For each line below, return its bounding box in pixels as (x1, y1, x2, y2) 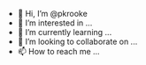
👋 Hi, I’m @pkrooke (17, 9, 88, 18)
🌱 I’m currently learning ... (17, 27, 112, 37)
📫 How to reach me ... (17, 47, 100, 56)
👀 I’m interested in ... (17, 18, 93, 28)
